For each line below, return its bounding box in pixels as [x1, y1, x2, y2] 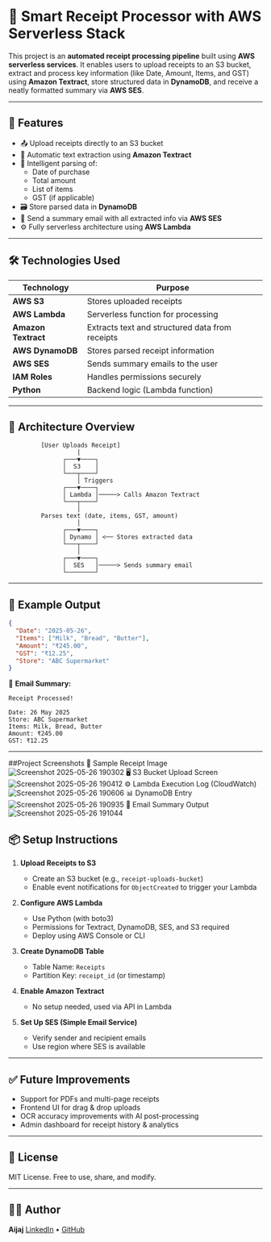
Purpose [156, 281, 190, 293]
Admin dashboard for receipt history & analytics [19, 1119, 179, 1129]
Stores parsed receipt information [86, 344, 215, 356]
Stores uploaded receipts [86, 295, 183, 306]
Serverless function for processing [86, 308, 219, 319]
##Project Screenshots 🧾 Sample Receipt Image [8, 758, 168, 769]
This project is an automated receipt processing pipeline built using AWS [8, 51, 256, 60]
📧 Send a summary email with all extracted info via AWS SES [19, 213, 222, 223]
